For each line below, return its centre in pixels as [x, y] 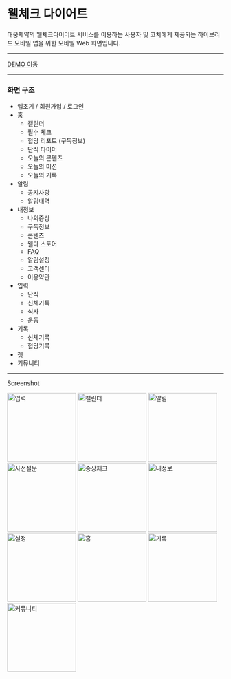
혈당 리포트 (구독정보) [56, 141]
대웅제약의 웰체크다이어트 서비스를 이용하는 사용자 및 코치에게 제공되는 [102, 34]
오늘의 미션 [42, 166]
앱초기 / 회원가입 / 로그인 [51, 107]
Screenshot [23, 383]
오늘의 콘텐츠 [45, 158]
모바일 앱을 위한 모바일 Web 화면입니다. [67, 43]
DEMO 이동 [23, 64]
